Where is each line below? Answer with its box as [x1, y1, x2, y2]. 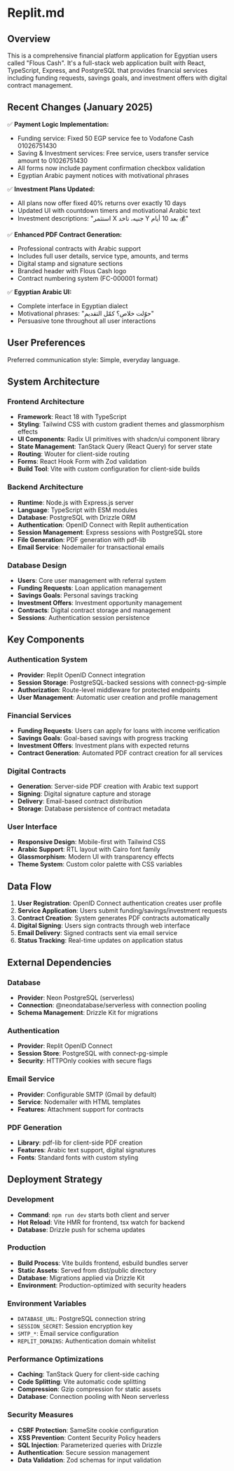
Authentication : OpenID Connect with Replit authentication [17, 520, 189, 529]
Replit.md [7, 5, 65, 21]
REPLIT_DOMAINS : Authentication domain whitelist [17, 1337, 156, 1346]
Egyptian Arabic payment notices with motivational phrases [17, 171, 189, 179]
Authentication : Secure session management [17, 1448, 150, 1456]
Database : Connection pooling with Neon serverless [17, 1393, 170, 1401]
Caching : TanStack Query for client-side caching [17, 1370, 160, 1379]
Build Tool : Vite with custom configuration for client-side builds [17, 464, 200, 474]
